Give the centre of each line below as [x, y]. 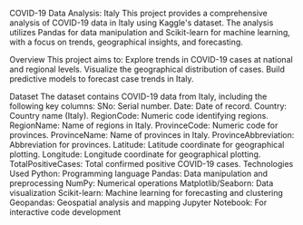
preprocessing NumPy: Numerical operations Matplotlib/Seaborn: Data [142, 183]
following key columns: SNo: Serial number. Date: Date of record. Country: [148, 106]
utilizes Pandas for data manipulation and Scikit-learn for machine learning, [150, 32]
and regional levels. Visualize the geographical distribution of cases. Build [147, 69]
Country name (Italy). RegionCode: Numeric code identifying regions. [139, 116]
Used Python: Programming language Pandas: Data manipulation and [139, 173]
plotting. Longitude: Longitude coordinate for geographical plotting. [135, 154]
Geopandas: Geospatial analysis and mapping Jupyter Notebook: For [138, 202]
